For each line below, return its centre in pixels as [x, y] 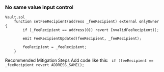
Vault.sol [15, 18]
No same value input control [39, 7]
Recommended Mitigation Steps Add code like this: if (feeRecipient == [79, 60]
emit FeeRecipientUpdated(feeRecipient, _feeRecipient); [82, 39]
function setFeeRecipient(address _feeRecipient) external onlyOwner [87, 22]
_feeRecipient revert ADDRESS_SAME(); [45, 65]
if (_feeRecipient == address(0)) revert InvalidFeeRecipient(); [91, 30]
